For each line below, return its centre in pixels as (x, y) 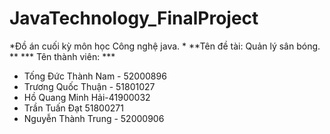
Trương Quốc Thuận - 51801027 (89, 86)
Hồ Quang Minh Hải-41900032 (87, 97)
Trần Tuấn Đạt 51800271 (73, 108)
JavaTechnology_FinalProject (134, 18)
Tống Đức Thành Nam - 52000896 (95, 76)
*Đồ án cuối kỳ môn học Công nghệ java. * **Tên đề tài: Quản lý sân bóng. (165, 46)
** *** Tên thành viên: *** (62, 56)
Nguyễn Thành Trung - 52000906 (94, 118)
